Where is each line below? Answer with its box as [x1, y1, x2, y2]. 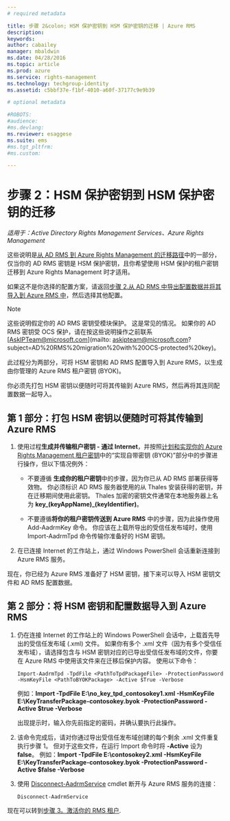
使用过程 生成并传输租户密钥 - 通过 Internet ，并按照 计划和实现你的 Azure [16, 443, 223, 451]
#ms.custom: [7, 149, 41, 157]
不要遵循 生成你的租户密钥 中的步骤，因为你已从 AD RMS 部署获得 [27, 474, 213, 482]
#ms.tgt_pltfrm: [7, 143, 54, 150]
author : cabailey [7, 42, 57, 49]
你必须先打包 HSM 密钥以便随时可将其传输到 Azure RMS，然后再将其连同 [7, 381, 214, 390]
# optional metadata [7, 99, 67, 106]
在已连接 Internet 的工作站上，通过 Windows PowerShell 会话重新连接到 [16, 546, 220, 555]
